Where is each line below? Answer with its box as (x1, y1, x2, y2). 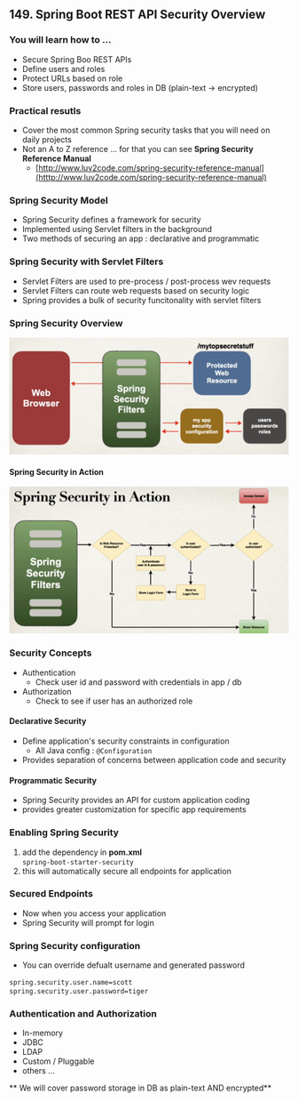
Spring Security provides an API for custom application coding (21, 795, 250, 806)
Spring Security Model (9, 194, 108, 206)
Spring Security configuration (9, 939, 141, 952)
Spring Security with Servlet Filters (9, 255, 164, 268)
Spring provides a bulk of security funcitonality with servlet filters (21, 294, 262, 305)
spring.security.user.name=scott (9, 978, 133, 987)
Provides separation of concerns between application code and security (21, 755, 286, 766)
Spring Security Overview (9, 317, 123, 329)
